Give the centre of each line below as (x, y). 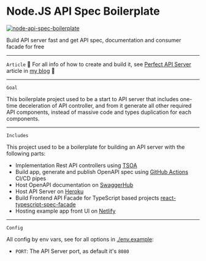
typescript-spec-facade (45, 204)
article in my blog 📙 (31, 70)
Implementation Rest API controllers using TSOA (76, 165)
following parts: (26, 153)
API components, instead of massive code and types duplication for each (99, 112)
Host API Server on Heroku (49, 191)
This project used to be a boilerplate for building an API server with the (96, 147)
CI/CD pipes (31, 178)
